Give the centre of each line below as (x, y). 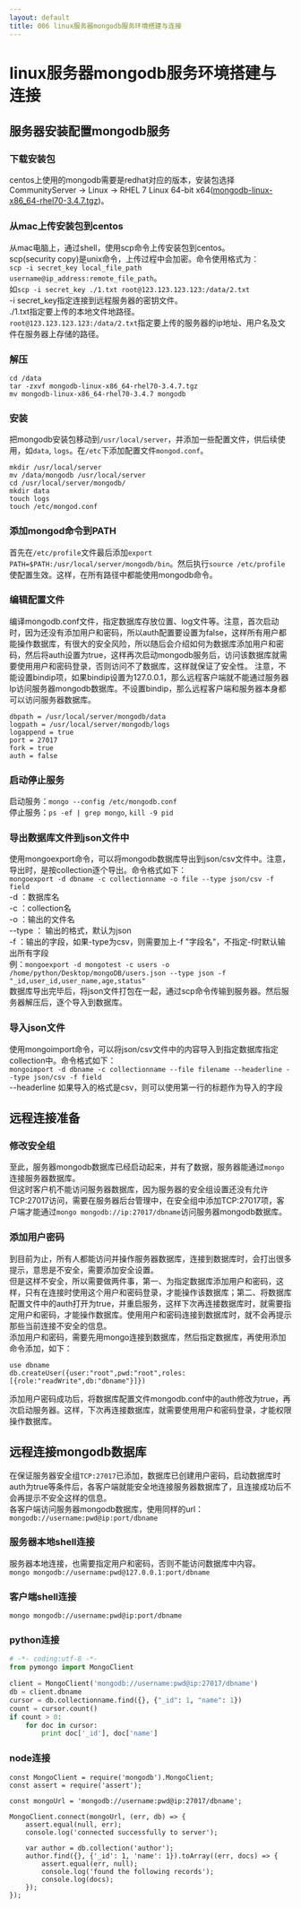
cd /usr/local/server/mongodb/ (68, 483)
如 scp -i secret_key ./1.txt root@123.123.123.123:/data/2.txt (130, 289)
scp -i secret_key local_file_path (76, 268)
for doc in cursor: (62, 1725)
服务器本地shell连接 (52, 1542)
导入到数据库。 (99, 1002)
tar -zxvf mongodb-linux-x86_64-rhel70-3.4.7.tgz (104, 386)
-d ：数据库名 (34, 897)
